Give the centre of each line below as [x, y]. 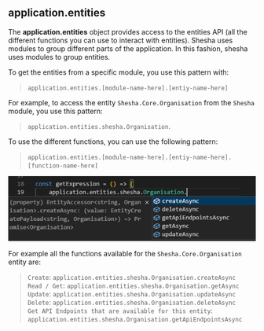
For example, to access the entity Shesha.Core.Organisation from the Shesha [132, 102]
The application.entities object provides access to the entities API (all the [128, 31]
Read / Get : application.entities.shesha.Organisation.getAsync [133, 285]
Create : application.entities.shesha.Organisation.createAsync [131, 277]
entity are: [25, 262]
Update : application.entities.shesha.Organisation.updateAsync [131, 293]
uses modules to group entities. [59, 57]
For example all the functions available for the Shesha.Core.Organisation [125, 253]
